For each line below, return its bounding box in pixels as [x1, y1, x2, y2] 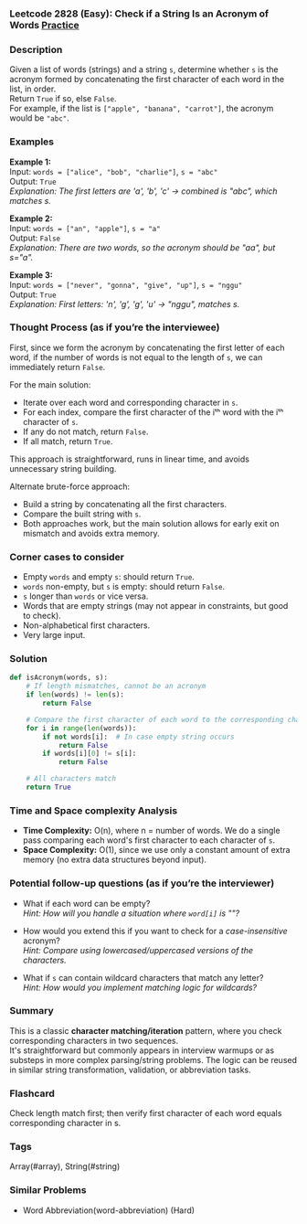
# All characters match [26, 774, 117, 783]
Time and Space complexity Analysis [9, 804, 178, 816]
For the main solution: [9, 378, 91, 390]
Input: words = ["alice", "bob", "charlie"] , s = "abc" [9, 165, 218, 176]
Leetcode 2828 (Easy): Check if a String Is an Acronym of [9, 7, 270, 20]
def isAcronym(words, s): [9, 673, 108, 683]
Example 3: [9, 269, 53, 281]
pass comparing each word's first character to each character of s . [22, 835, 276, 846]
